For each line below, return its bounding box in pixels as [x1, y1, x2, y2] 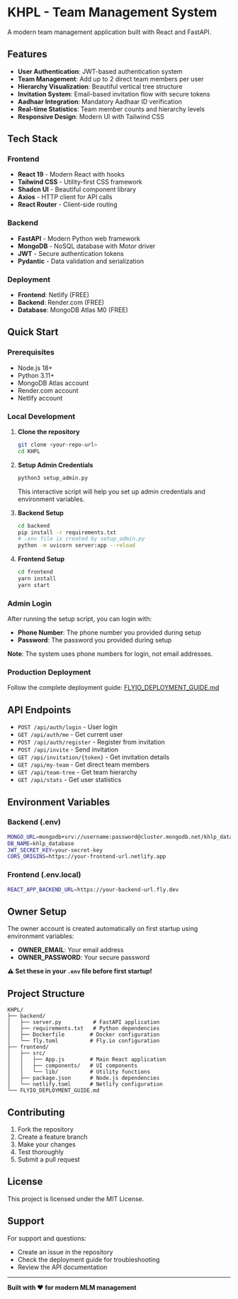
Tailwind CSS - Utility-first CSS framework [17, 178, 143, 186]
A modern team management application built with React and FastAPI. [7, 28, 212, 36]
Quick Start [7, 326, 59, 338]
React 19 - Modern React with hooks [17, 170, 125, 179]
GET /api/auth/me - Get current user [17, 730, 123, 739]
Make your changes [17, 1139, 76, 1149]
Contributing [7, 1106, 65, 1118]
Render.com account [17, 386, 79, 394]
